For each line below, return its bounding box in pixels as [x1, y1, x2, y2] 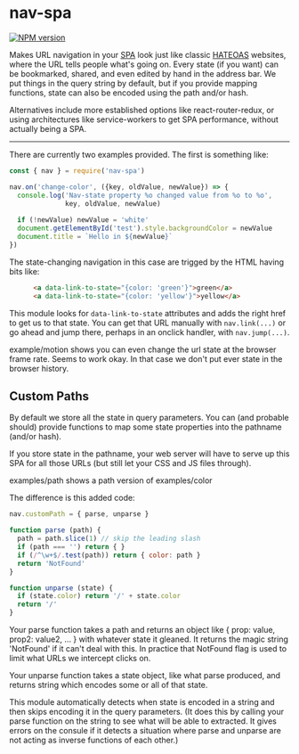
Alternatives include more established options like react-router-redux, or [9, 104, 275, 115]
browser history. [9, 363, 69, 373]
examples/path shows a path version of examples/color [9, 475, 213, 486]
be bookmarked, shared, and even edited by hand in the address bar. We [9, 68, 277, 78]
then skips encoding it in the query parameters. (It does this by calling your [9, 707, 285, 717]
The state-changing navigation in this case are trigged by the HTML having [9, 257, 285, 267]
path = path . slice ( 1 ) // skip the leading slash [17, 534, 201, 544]
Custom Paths [9, 389, 89, 404]
